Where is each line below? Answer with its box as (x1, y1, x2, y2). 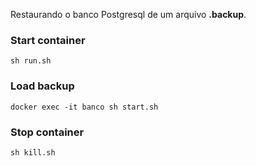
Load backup (10, 79, 75, 93)
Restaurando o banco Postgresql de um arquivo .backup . (10, 9, 247, 20)
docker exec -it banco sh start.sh (10, 102, 159, 112)
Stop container (10, 125, 85, 139)
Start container (10, 33, 86, 47)
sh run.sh (10, 56, 52, 66)
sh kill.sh (10, 147, 56, 158)
